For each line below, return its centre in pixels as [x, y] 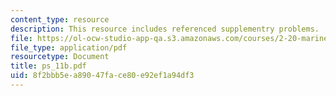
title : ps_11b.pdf [48, 66]
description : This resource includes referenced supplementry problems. [165, 29]
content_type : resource [60, 19]
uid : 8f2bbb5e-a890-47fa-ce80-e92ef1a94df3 [102, 76]
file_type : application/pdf [69, 47]
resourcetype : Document [60, 57]
